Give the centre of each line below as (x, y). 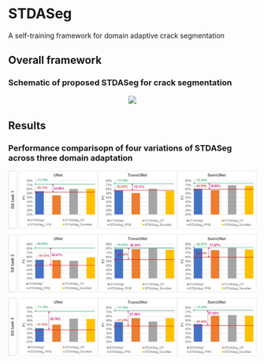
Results (27, 126)
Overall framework (55, 60)
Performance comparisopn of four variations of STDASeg (120, 148)
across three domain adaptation (71, 158)
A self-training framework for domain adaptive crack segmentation (116, 35)
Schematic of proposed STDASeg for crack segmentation (120, 83)
